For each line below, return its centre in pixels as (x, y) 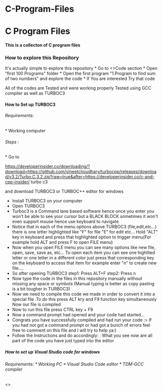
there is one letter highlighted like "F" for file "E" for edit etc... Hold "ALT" (85, 232)
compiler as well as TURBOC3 (35, 93)
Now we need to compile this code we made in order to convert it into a (83, 294)
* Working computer (25, 131)
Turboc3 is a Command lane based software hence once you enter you (83, 211)
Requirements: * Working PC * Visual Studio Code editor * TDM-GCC (74, 364)
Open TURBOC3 (28, 206)
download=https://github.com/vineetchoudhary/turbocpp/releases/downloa (81, 172)
